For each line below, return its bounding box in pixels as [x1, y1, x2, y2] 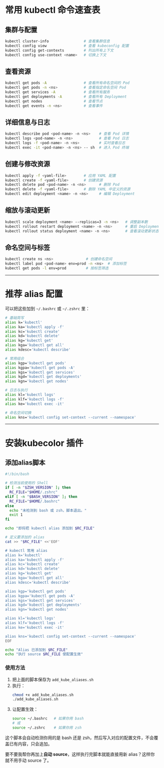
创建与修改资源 [5, 160, 50, 168]
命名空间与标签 [5, 243, 50, 251]
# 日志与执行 [5, 388, 28, 393]
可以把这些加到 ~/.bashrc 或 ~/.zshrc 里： [5, 305, 90, 311]
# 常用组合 [5, 356, 24, 361]
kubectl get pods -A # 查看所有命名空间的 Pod [5, 80, 130, 86]
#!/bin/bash [5, 471, 29, 477]
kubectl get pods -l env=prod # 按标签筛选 [5, 266, 109, 271]
